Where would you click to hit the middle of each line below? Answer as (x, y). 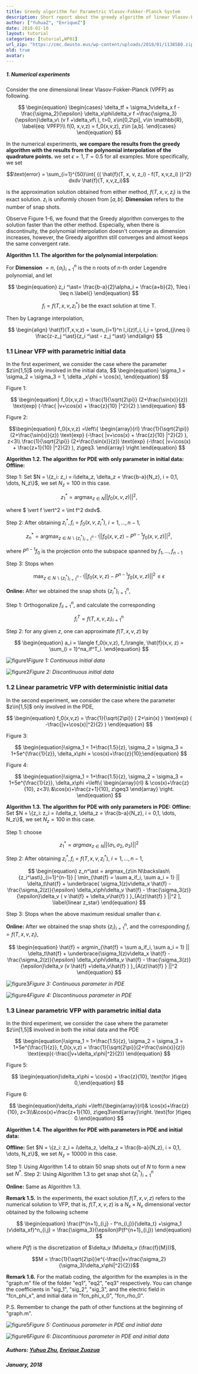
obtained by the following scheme (47, 1212)
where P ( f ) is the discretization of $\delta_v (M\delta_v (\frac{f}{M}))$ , (91, 1247)
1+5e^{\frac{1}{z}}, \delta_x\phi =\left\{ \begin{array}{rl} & (79, 782)
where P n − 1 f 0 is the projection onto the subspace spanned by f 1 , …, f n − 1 (94, 551)
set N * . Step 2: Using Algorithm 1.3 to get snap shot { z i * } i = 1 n (80, 1174)
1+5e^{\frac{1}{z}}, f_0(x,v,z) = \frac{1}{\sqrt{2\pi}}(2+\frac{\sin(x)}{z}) (99, 1048)
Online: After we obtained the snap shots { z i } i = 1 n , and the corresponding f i (98, 926)
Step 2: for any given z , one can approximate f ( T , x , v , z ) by (77, 631)
